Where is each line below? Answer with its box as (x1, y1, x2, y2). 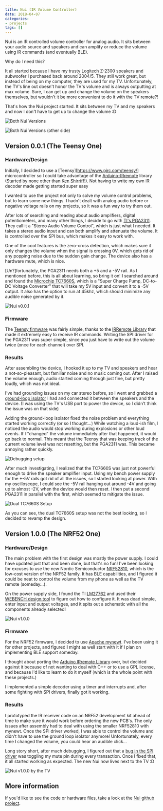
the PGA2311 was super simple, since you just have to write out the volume (5, 337, 155, 342)
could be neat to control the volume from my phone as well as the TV (5, 576, 144, 582)
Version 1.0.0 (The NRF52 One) (5, 530, 101, 538)
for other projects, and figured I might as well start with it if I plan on (5, 644, 141, 650)
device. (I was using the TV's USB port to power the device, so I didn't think (5, 401, 157, 406)
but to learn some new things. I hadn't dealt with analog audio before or (5, 197, 148, 203)
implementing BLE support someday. (5, 649, 79, 655)
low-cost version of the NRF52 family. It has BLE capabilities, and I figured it (5, 571, 158, 577)
